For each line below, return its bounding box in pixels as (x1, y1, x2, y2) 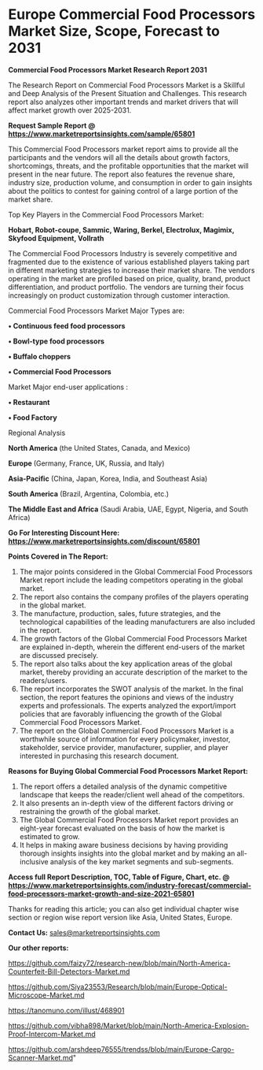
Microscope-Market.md (8, 990, 85, 1000)
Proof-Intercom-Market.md (8, 1029, 96, 1038)
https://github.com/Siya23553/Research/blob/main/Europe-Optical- (8, 982, 228, 991)
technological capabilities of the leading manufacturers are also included (19, 617, 255, 626)
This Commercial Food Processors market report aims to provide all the (8, 144, 239, 154)
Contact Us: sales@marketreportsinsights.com (8, 927, 161, 937)
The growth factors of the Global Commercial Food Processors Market (19, 633, 247, 643)
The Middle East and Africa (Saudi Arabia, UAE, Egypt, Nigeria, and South (8, 504, 249, 514)
